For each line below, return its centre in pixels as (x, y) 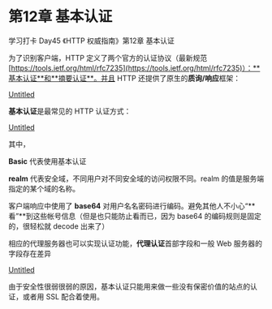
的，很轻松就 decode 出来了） (59, 226)
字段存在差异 (30, 253)
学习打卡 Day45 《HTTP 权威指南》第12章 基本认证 (91, 41)
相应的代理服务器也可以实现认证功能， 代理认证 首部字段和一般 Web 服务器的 (135, 243)
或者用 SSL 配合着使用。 (63, 296)
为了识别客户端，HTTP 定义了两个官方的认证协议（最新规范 (108, 58)
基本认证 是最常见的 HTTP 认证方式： (70, 111)
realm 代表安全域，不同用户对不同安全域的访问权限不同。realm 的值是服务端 (136, 178)
